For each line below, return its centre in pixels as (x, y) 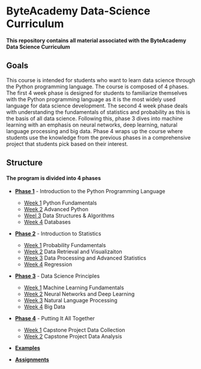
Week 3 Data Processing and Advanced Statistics (85, 258)
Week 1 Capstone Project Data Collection (74, 330)
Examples (28, 348)
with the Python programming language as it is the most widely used (91, 99)
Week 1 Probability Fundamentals (65, 245)
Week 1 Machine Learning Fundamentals (74, 288)
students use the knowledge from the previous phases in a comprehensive (98, 137)
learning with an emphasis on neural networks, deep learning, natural (92, 125)
